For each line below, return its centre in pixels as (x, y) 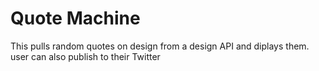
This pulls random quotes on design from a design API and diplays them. (160, 46)
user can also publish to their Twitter (85, 56)
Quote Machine (75, 18)
